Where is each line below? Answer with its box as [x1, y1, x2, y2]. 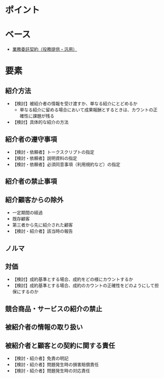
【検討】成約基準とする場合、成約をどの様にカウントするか [12, 276, 133, 282]
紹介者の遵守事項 [5, 135, 57, 143]
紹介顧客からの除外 [5, 196, 64, 204]
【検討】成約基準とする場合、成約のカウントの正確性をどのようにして [12, 283, 155, 289]
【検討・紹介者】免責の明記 [12, 355, 69, 361]
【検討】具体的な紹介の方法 [12, 119, 69, 125]
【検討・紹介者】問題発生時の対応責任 [12, 368, 90, 374]
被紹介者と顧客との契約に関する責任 [5, 341, 115, 350]
